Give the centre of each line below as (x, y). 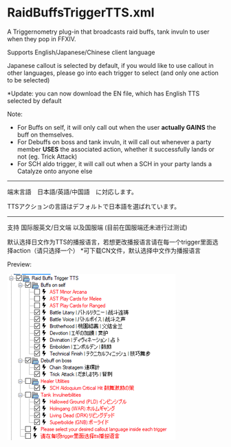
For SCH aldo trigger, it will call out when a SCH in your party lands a (114, 163)
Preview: (20, 264)
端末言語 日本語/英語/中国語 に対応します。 (72, 192)
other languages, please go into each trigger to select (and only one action (113, 73)
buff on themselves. (45, 135)
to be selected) (29, 80)
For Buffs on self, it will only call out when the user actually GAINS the (117, 127)
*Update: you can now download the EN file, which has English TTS (103, 93)
